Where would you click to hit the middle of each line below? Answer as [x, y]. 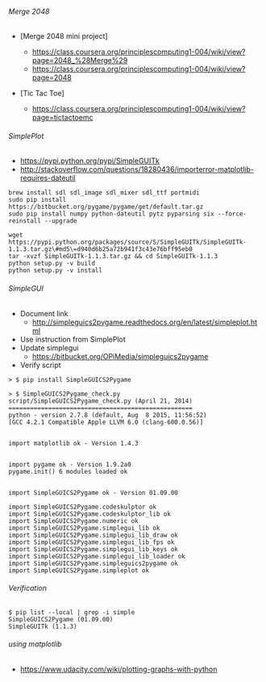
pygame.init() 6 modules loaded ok [68, 471]
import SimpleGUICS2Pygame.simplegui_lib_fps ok [91, 542]
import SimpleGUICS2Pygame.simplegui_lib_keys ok [94, 549]
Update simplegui [49, 348]
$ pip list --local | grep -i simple [72, 612]
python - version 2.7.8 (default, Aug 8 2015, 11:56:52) [108, 415]
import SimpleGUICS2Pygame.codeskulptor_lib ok [90, 514]
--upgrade [61, 221]
